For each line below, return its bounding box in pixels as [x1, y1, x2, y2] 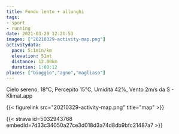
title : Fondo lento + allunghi [6, 8, 84, 15]
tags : [6, 14, 20, 20]
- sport [6, 20, 26, 26]
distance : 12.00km [11, 58, 58, 64]
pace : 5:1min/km [11, 48, 52, 54]
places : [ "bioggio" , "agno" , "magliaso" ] [6, 70, 106, 76]
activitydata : [6, 42, 42, 48]
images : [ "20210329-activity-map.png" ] [6, 36, 106, 42]
